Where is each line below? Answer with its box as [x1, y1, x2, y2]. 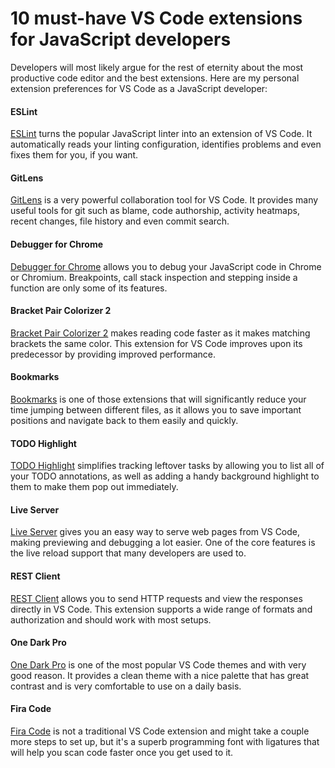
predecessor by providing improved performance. [10, 348, 217, 360]
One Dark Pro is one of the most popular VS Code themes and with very [10, 658, 307, 671]
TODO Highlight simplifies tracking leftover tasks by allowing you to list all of [10, 460, 325, 472]
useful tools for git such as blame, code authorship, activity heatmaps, [10, 205, 300, 217]
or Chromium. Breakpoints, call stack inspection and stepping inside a [10, 271, 298, 283]
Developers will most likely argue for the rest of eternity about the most [10, 61, 304, 73]
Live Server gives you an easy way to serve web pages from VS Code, [10, 526, 301, 538]
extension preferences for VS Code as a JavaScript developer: [10, 82, 268, 94]
